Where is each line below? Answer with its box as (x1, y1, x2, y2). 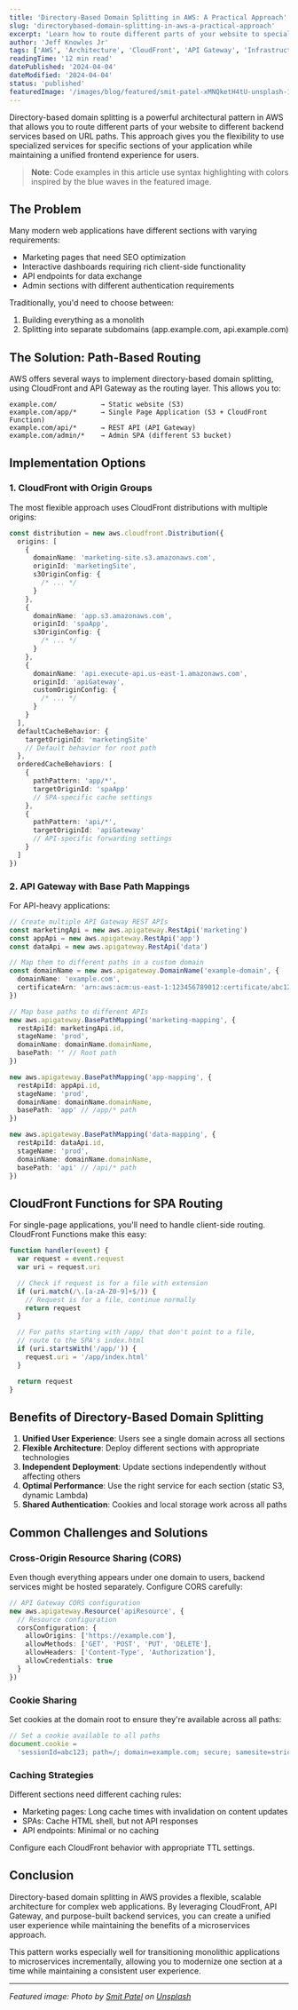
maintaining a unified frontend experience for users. (9, 149, 200, 160)
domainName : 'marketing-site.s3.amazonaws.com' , (32, 553, 216, 562)
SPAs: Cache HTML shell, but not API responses (21, 1815, 199, 1826)
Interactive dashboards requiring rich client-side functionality (21, 261, 247, 272)
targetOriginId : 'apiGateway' (32, 826, 145, 835)
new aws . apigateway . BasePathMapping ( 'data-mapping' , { (9, 1130, 216, 1140)
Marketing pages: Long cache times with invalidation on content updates (21, 1806, 288, 1816)
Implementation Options (9, 455, 146, 471)
